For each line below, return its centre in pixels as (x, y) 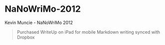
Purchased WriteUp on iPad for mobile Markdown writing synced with (88, 32)
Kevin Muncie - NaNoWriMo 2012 (39, 22)
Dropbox (26, 37)
